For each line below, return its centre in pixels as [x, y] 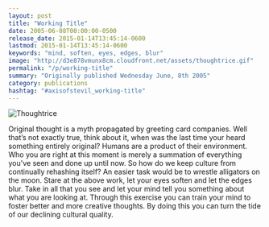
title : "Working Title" [48, 23]
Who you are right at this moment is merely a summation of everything [125, 155]
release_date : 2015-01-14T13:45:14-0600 [77, 38]
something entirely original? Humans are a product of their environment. [128, 147]
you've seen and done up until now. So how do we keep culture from [122, 163]
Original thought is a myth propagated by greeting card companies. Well [128, 129]
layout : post [30, 16]
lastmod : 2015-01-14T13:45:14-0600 [68, 46]
